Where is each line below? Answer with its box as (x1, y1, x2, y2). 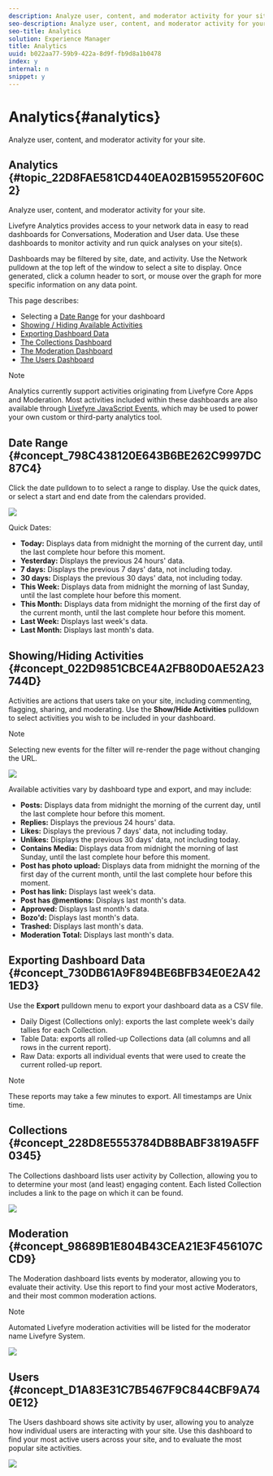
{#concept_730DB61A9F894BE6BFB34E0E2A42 (8, 966, 262, 980)
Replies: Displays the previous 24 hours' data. (19, 818, 175, 827)
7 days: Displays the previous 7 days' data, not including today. (19, 564, 233, 574)
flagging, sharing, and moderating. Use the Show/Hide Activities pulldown (8, 705, 259, 714)
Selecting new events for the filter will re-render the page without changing (8, 745, 261, 754)
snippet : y (8, 72, 45, 81)
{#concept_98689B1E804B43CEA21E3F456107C (8, 1240, 263, 1254)
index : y (8, 58, 38, 66)
